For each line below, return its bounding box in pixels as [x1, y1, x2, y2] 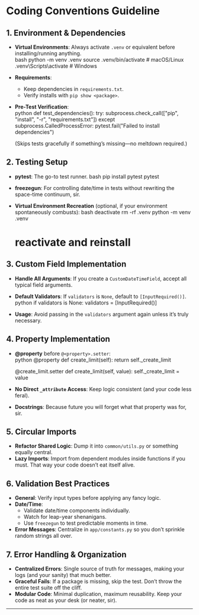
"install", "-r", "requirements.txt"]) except [14, 116, 115, 123]
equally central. [14, 449, 53, 456]
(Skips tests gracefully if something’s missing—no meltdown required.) [14, 140, 188, 147]
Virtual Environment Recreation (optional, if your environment [14, 202, 168, 209]
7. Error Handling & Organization [6, 549, 127, 559]
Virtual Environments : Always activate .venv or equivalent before [14, 43, 175, 50]
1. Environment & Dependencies [6, 28, 126, 38]
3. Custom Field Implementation [6, 259, 127, 270]
